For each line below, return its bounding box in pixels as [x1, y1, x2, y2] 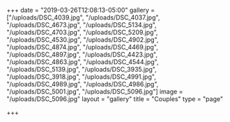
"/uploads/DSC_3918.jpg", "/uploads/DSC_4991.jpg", [6, 73, 156, 81]
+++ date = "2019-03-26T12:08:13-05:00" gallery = [6, 6, 155, 14]
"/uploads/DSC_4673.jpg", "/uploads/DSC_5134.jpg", [6, 21, 158, 29]
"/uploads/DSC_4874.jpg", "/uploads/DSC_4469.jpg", [6, 43, 158, 51]
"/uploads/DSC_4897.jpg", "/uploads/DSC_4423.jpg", [6, 50, 158, 59]
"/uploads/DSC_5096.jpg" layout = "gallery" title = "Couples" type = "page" [6, 95, 224, 103]
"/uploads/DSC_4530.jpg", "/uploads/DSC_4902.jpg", [6, 36, 159, 44]
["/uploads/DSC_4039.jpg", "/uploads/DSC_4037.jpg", [6, 13, 160, 22]
